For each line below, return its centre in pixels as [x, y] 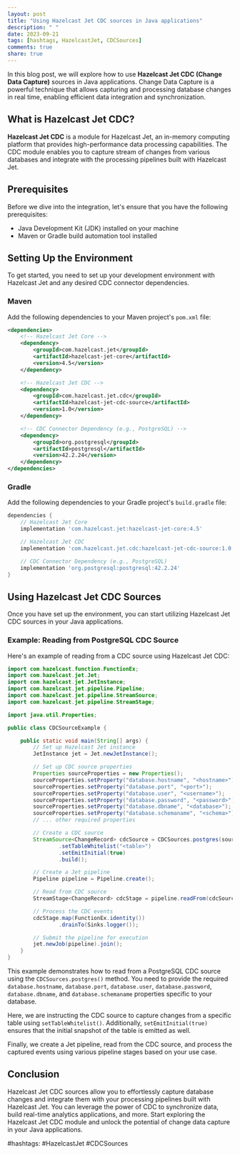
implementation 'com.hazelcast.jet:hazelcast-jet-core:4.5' [111, 529]
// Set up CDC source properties [83, 767]
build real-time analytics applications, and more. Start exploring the [106, 1114]
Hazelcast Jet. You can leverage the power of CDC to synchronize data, [113, 1106]
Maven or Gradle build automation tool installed [87, 236]
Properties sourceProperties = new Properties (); [108, 774]
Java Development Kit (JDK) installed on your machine [98, 228]
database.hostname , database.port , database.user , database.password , [110, 986]
